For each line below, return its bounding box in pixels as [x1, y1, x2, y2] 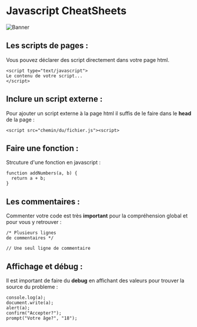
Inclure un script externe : [6, 94, 103, 104]
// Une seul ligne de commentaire [6, 246, 91, 252]
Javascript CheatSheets [6, 4, 127, 18]
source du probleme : [6, 283, 58, 290]
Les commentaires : [6, 196, 81, 207]
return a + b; [11, 176, 46, 181]
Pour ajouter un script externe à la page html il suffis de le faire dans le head [6, 110, 192, 117]
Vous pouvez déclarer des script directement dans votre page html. [6, 56, 169, 63]
